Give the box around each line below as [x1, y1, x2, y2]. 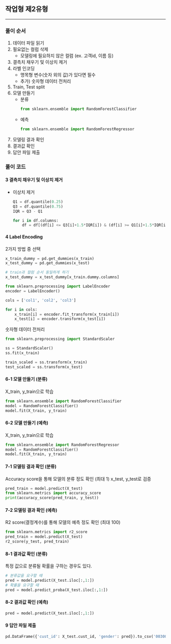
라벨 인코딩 [12, 65, 35, 71]
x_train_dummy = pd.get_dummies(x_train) [5, 256, 95, 261]
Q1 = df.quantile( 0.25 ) [12, 199, 64, 204]
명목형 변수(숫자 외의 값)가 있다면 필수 [20, 72, 96, 78]
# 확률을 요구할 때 [5, 582, 39, 588]
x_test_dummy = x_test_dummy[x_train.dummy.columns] [5, 275, 120, 280]
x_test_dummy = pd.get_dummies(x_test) [5, 261, 90, 266]
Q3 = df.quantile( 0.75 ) [12, 204, 64, 209]
